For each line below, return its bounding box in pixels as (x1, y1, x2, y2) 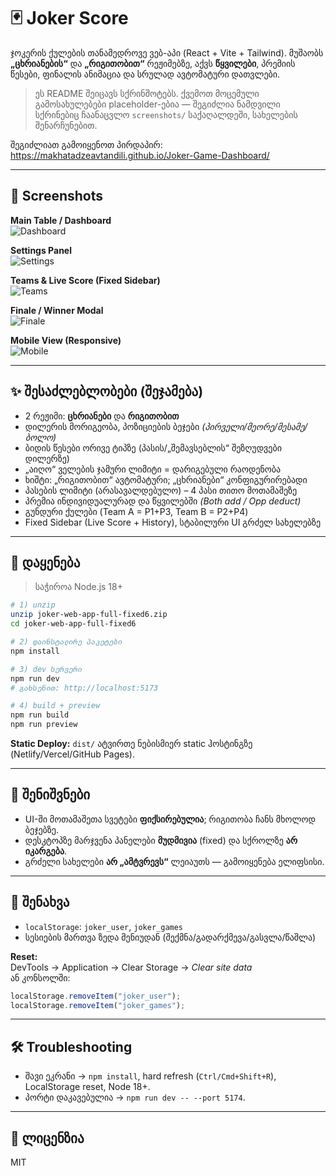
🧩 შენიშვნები (10, 786, 91, 804)
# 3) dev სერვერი (10, 664, 83, 674)
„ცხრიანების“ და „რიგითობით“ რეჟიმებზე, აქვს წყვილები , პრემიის (10, 57, 296, 69)
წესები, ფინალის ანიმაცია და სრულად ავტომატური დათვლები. (10, 68, 281, 80)
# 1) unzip (10, 600, 56, 610)
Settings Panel (10, 244, 72, 256)
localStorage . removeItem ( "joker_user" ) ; (10, 991, 182, 1001)
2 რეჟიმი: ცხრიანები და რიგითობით (24, 410, 180, 422)
